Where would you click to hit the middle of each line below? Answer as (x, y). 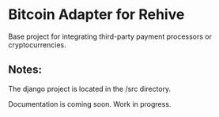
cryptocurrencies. (37, 44)
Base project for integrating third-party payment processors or (110, 36)
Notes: (25, 70)
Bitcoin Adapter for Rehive (96, 15)
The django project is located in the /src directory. (90, 89)
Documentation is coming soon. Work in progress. (90, 104)
